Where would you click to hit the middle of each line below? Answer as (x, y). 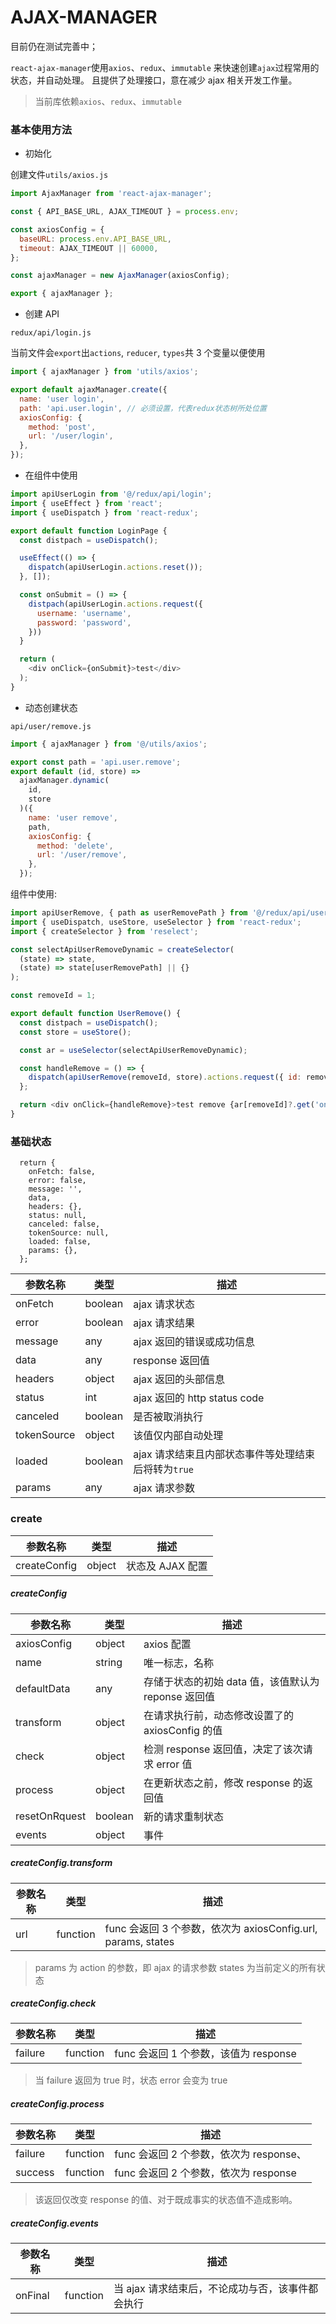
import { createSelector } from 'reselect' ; (104, 931)
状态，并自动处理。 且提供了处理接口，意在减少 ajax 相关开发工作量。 (154, 80)
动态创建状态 (51, 707)
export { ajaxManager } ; (62, 294)
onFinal (32, 2296)
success (35, 2173)
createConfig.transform (61, 1863)
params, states (139, 1941)
